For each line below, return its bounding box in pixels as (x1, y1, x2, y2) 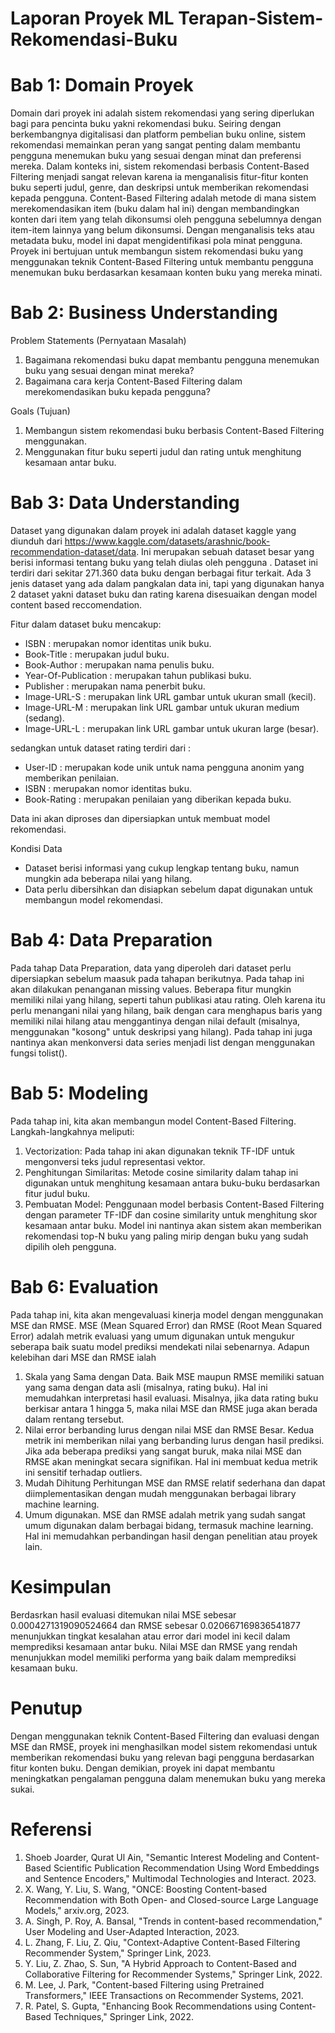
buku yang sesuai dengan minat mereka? (24, 365, 195, 377)
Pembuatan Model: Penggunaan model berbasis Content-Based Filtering (24, 1198, 325, 1210)
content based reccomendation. (10, 599, 143, 611)
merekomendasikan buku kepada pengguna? (24, 386, 211, 398)
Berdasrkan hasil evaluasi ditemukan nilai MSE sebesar (10, 1608, 237, 1621)
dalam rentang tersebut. (24, 1413, 125, 1425)
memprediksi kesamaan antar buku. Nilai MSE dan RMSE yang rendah (10, 1640, 298, 1652)
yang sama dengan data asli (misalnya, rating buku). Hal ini (24, 1381, 268, 1393)
